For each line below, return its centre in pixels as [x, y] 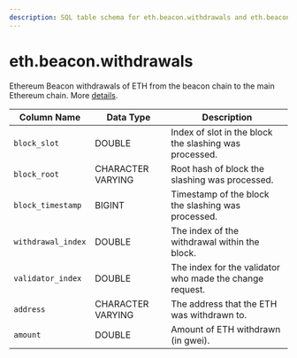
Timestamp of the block [220, 194]
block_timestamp [48, 205]
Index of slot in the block [222, 132]
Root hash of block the [218, 168]
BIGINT [110, 205]
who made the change [217, 278]
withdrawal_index [50, 241]
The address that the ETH [224, 304]
